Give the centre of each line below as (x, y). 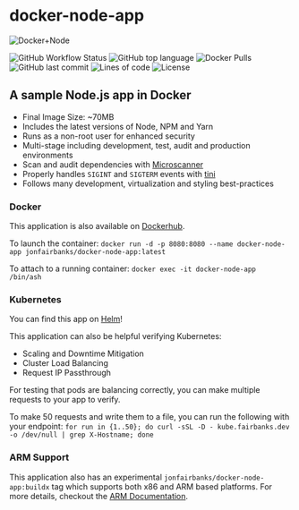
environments (47, 155)
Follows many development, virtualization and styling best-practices (148, 183)
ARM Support (39, 457)
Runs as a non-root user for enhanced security (108, 136)
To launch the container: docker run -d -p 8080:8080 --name (121, 243)
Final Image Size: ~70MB (68, 116)
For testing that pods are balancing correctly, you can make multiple (135, 390)
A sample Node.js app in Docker (100, 95)
